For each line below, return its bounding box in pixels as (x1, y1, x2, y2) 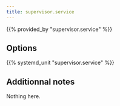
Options (6, 43, 38, 53)
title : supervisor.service (6, 8, 75, 15)
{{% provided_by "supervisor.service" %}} (6, 25, 113, 33)
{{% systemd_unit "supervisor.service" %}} (6, 59, 115, 67)
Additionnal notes (6, 76, 75, 87)
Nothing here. (6, 93, 41, 100)
